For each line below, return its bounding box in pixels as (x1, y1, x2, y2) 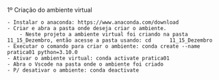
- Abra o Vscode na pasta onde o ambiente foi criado (7, 61, 164, 68)
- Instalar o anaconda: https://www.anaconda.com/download (7, 19, 179, 26)
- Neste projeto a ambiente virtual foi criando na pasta (19, 31, 188, 38)
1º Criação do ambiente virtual (7, 6, 92, 14)
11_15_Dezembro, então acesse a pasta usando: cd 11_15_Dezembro (7, 37, 213, 44)
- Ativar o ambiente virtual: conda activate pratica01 (7, 55, 170, 62)
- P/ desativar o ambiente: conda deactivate (7, 67, 139, 74)
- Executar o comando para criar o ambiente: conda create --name (7, 43, 201, 50)
